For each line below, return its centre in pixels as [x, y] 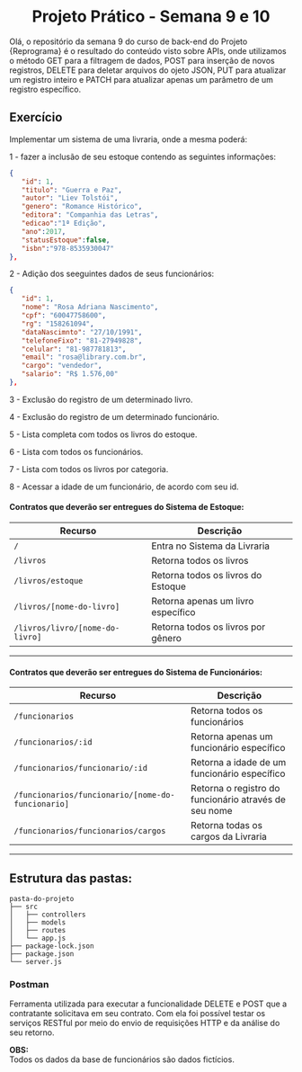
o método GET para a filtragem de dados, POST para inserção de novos [142, 60]
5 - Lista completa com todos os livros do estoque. [103, 434]
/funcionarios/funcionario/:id [81, 768]
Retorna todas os [226, 826]
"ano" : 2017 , [44, 231]
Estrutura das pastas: [71, 878]
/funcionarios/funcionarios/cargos [90, 831]
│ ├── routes [38, 931]
